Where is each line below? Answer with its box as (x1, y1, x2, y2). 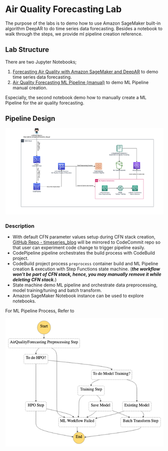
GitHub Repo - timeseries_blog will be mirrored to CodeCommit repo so (12, 239, 161, 245)
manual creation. (12, 85, 48, 91)
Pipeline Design (5, 114, 55, 123)
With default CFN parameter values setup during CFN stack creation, (12, 234, 156, 240)
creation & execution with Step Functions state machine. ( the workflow (12, 266, 160, 272)
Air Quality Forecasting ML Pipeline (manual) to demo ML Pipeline (12, 79, 149, 85)
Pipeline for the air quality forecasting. (5, 100, 85, 106)
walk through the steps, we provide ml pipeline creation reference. (5, 31, 143, 37)
